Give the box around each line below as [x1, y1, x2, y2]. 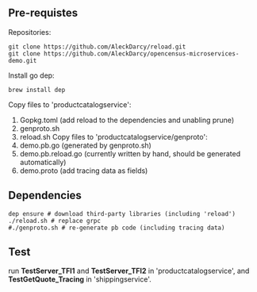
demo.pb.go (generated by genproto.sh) [19, 140, 152, 150]
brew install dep [8, 86, 66, 94]
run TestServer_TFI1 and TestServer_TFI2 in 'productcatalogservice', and [8, 266, 250, 276]
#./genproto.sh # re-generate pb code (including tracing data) [8, 224, 225, 232]
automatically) [19, 157, 67, 167]
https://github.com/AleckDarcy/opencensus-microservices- [43, 49, 240, 58]
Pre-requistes [8, 6, 79, 20]
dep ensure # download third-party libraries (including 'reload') [8, 209, 236, 217]
